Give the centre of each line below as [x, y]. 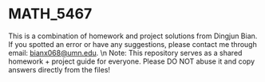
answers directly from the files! [59, 69]
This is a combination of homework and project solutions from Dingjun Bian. [133, 36]
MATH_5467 [50, 14]
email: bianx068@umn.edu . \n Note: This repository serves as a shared [125, 53]
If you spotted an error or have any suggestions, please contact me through [132, 44]
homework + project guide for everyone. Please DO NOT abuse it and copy [132, 61]
